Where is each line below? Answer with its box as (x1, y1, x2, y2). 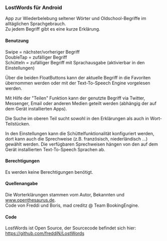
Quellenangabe (5, 180, 38, 187)
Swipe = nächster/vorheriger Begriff (5, 49, 80, 55)
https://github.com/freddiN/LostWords (5, 230, 85, 236)
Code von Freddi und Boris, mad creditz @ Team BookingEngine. (5, 202, 139, 208)
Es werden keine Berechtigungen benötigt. (5, 169, 93, 175)
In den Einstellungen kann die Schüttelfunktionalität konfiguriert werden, (5, 130, 154, 137)
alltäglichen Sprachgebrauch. (5, 21, 66, 27)
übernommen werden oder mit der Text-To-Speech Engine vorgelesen (5, 80, 150, 86)
